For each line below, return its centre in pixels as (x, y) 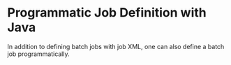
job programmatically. (38, 54)
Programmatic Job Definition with (107, 13)
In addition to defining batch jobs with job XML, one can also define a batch (116, 46)
